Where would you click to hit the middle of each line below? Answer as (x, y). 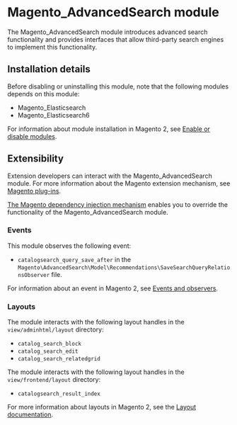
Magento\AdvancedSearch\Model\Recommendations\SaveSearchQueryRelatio (124, 267)
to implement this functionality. (52, 47)
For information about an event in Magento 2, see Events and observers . (112, 288)
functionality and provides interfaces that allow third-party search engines (116, 39)
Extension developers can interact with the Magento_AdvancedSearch (110, 176)
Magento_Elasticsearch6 (53, 115)
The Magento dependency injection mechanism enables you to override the (118, 204)
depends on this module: (44, 93)
